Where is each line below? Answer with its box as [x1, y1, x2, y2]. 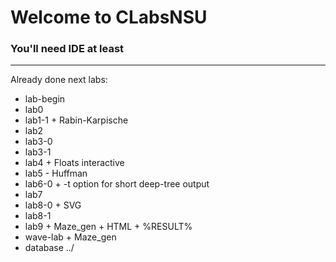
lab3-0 [24, 136, 53, 148]
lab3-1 [24, 146, 52, 158]
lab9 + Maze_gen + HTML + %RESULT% [24, 221, 193, 233]
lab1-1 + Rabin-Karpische [24, 114, 129, 126]
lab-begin [24, 93, 66, 105]
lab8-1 [24, 210, 52, 222]
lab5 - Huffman [24, 167, 88, 180]
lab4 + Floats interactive [24, 157, 125, 169]
